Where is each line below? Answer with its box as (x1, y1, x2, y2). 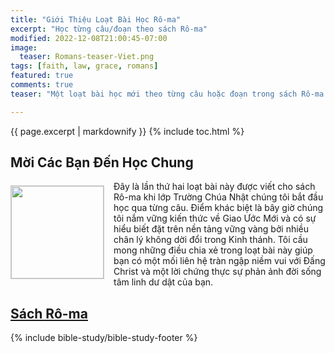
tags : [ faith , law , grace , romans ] (10, 61, 159, 71)
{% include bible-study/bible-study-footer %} (10, 332, 198, 344)
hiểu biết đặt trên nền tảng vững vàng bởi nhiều (113, 223, 310, 235)
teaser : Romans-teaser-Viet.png (19, 52, 155, 62)
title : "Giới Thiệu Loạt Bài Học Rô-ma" (10, 14, 182, 25)
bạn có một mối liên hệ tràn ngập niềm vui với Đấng (113, 255, 326, 267)
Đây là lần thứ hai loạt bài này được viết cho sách (113, 181, 316, 193)
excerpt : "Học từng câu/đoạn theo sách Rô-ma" (10, 24, 208, 34)
